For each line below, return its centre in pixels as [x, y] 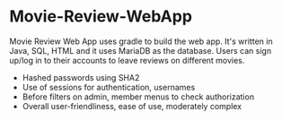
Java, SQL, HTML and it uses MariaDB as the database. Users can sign [141, 50]
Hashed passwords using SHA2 [81, 77]
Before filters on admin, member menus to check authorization [138, 97]
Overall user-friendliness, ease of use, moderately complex [132, 106]
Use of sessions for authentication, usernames [109, 87]
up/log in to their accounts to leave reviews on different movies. [127, 60]
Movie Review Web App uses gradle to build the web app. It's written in [141, 41]
